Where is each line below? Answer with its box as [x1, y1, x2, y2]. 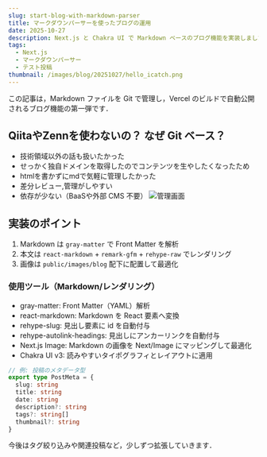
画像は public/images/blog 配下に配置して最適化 [19, 259, 179, 269]
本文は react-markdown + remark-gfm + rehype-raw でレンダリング [19, 250, 232, 259]
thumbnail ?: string [15, 418, 80, 426]
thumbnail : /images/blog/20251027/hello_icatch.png [8, 71, 183, 79]
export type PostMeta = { [8, 374, 94, 381]
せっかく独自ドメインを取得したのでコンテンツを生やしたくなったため [19, 161, 250, 171]
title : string [15, 389, 62, 397]
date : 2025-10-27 [8, 26, 66, 34]
